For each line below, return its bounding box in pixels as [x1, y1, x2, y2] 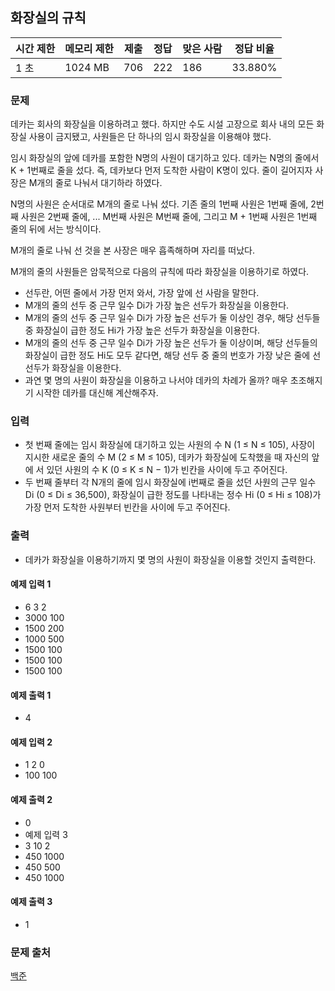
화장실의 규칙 [10, 9, 87, 27]
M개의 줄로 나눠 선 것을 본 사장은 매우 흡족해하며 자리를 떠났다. [10, 244, 255, 257]
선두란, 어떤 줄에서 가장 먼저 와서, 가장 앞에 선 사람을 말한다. [24, 287, 260, 299]
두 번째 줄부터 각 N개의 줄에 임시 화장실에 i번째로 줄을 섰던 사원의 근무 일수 [24, 476, 317, 488]
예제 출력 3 [10, 896, 53, 908]
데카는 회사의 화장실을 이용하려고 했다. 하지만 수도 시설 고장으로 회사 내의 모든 [10, 118, 315, 130]
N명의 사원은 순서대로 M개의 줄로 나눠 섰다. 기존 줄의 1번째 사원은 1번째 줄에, [10, 198, 309, 210]
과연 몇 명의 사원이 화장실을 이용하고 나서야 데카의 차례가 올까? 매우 [24, 374, 288, 387]
